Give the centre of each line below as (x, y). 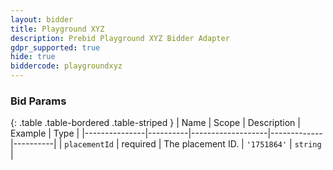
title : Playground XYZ (57, 29)
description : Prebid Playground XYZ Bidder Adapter (120, 38)
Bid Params (38, 101)
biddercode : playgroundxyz (66, 66)
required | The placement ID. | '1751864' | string (221, 144)
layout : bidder (42, 19)
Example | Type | (45, 133)
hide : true (33, 57)
